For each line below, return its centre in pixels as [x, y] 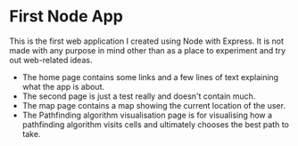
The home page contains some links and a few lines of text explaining [150, 77]
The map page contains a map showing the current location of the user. [153, 105]
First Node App [66, 16]
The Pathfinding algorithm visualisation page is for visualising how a [147, 115]
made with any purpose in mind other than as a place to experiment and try [148, 50]
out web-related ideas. [51, 60]
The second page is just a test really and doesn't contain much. [139, 96]
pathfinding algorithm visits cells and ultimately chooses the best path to [156, 124]
